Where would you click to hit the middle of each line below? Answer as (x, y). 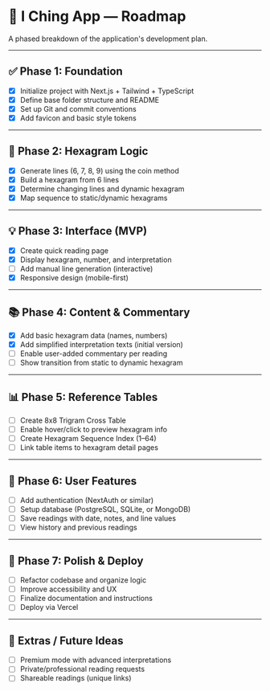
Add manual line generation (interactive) (86, 269)
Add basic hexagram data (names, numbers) (94, 335)
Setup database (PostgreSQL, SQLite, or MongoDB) (105, 509)
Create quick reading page (64, 250)
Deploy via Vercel (49, 607)
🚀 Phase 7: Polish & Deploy (76, 560)
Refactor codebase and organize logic (83, 580)
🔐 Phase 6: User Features (73, 481)
